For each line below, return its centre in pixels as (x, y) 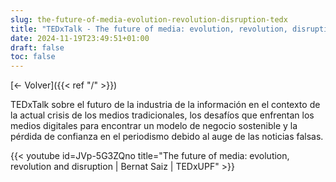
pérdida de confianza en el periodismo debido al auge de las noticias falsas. (167, 137)
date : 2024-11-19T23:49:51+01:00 (80, 38)
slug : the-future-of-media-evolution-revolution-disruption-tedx (149, 19)
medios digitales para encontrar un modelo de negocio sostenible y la (154, 126)
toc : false (33, 57)
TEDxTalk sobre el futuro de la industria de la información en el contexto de (165, 105)
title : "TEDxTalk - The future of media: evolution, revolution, (149, 29)
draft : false (37, 47)
